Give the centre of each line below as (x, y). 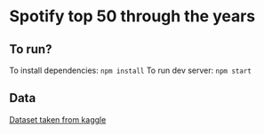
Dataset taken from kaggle (58, 119)
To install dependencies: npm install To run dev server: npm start (130, 70)
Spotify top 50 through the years (132, 16)
